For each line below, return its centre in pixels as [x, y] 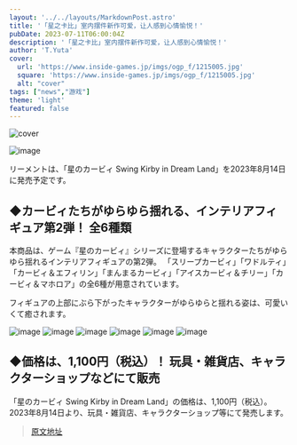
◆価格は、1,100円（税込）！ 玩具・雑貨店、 [130, 362]
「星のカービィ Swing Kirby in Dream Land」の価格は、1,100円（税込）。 [141, 401]
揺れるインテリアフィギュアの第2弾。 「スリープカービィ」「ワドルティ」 [155, 262]
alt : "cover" [41, 83]
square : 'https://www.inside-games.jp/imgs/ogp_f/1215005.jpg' [136, 75]
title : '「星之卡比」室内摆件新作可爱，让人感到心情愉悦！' [106, 26]
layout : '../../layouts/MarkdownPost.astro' [93, 17]
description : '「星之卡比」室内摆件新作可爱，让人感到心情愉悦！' [118, 42]
